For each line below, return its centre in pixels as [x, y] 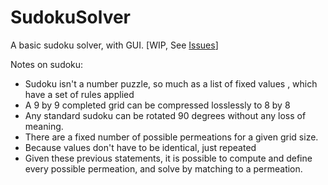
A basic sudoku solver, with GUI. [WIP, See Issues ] [114, 45]
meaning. [44, 126]
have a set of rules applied [79, 94]
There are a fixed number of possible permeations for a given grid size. [171, 137]
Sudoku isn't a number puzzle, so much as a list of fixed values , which [171, 83]
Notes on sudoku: [47, 64]
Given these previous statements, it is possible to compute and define [168, 158]
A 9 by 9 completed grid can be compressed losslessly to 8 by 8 [157, 105]
